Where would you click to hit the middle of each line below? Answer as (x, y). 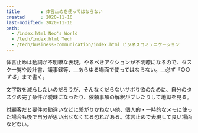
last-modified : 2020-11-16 (39, 22)
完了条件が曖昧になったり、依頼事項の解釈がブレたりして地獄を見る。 (107, 97)
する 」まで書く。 (27, 77)
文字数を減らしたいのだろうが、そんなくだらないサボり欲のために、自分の (97, 89)
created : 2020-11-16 (39, 17)
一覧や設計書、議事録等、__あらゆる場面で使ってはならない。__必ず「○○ (101, 69)
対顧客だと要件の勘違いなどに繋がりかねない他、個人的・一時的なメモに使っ (99, 109)
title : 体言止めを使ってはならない (55, 12)
